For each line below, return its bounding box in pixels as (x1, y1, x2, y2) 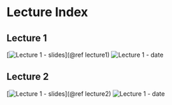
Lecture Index (6, 4, 89, 20)
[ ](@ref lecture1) (6, 50, 110, 59)
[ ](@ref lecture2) (6, 89, 111, 98)
